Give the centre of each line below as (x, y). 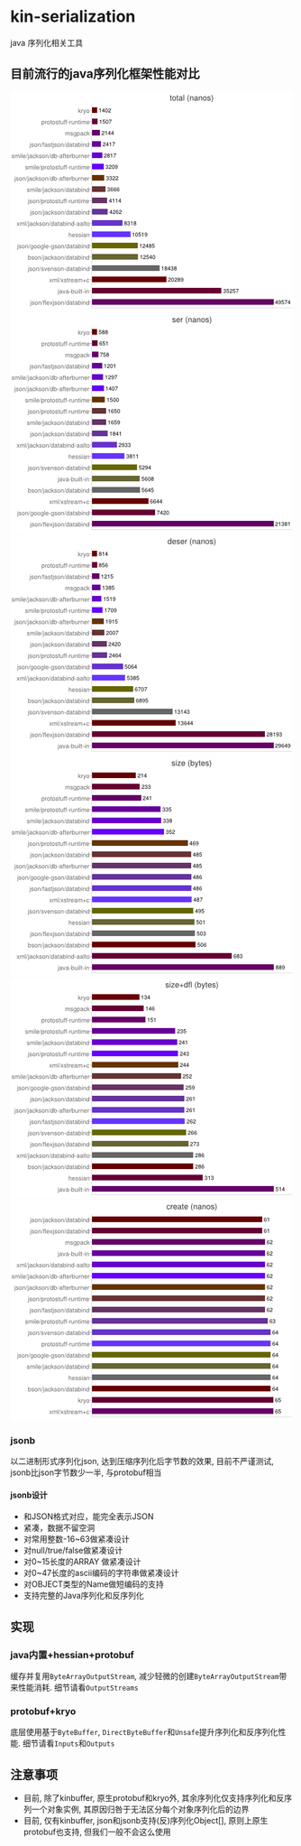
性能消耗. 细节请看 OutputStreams (78, 1687)
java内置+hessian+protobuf (72, 1655)
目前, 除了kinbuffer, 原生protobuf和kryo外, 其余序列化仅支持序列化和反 (154, 1798)
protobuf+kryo (43, 1711)
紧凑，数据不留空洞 (59, 1528)
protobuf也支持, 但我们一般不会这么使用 (97, 1832)
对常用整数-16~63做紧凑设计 (76, 1539)
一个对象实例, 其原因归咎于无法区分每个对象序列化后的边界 (140, 1809)
